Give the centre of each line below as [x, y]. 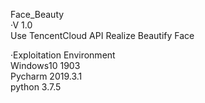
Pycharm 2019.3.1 [46, 76]
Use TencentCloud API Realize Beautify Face [102, 35]
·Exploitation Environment [63, 55]
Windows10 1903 [45, 65]
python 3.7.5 [36, 87]
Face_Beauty [37, 14]
